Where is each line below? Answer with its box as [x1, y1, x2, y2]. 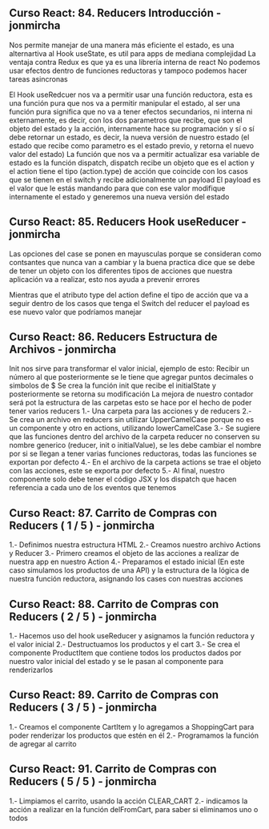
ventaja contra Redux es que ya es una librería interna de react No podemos [9, 57, 261, 66]
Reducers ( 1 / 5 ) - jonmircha [9, 518, 155, 532]
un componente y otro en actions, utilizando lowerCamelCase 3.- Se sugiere [9, 424, 261, 433]
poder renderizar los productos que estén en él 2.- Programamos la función [9, 730, 259, 740]
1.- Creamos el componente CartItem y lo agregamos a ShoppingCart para [9, 722, 255, 731]
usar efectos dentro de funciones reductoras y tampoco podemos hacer [9, 66, 247, 75]
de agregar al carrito [9, 738, 77, 748]
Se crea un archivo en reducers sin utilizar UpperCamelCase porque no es [9, 415, 255, 425]
